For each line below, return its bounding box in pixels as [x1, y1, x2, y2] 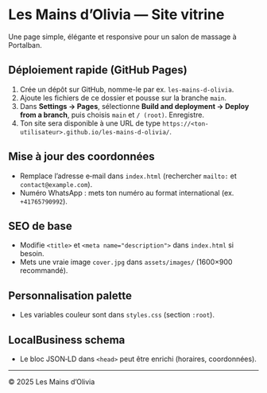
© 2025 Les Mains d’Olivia [8, 377, 95, 387]
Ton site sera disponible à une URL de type [19, 118, 161, 128]
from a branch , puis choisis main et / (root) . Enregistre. [19, 110, 205, 119]
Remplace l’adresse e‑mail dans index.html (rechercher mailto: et [19, 171, 237, 181]
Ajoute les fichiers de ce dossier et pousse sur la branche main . [19, 93, 227, 103]
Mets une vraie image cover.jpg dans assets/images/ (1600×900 [19, 257, 233, 267]
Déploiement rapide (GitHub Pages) [8, 64, 188, 77]
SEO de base [8, 219, 73, 232]
